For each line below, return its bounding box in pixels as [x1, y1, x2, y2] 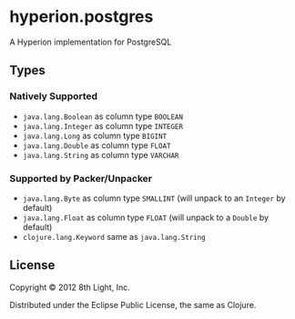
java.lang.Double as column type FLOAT [22, 139, 171, 151]
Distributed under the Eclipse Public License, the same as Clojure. [9, 299, 257, 310]
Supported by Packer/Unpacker [9, 172, 153, 184]
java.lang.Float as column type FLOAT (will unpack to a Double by [22, 212, 270, 223]
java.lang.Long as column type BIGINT [22, 130, 168, 141]
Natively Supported [9, 90, 98, 103]
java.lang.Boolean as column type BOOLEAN [22, 111, 184, 122]
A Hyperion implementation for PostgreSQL [9, 36, 172, 47]
